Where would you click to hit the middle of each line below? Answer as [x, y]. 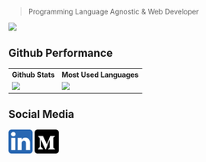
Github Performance [61, 53]
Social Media [41, 114]
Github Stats [33, 75]
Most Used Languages [100, 75]
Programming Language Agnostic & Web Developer [113, 12]
